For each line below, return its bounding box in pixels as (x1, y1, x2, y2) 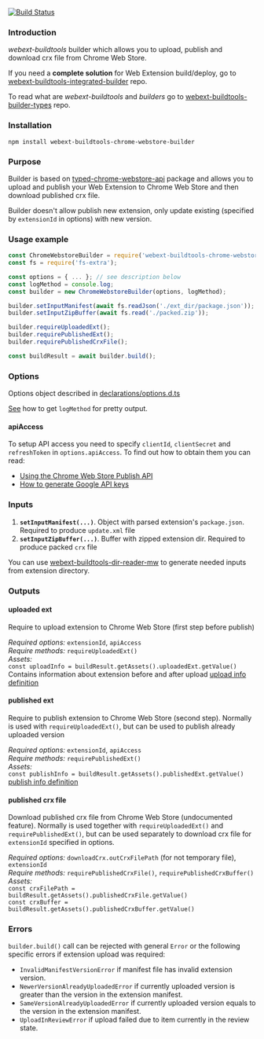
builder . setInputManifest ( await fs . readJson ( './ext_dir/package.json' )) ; (8, 302, 255, 310)
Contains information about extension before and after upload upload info (8, 669, 247, 679)
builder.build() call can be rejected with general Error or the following (8, 942, 241, 951)
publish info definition (8, 776, 79, 786)
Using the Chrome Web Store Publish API (19, 472, 153, 481)
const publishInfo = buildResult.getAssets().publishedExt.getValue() (8, 770, 244, 778)
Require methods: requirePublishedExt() (8, 753, 141, 762)
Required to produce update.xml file (19, 525, 136, 534)
